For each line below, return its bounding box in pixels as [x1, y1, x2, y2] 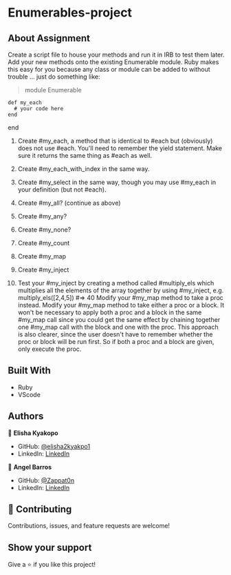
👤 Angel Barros [8, 463, 52, 471]
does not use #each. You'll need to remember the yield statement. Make [17, 144, 223, 152]
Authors [8, 410, 44, 422]
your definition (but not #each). [17, 185, 107, 194]
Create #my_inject [17, 265, 69, 274]
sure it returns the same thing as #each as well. [17, 152, 153, 159]
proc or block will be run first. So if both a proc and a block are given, [17, 338, 214, 345]
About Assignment [8, 32, 90, 44]
